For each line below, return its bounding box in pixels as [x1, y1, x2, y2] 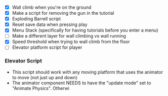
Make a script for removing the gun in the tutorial [12, 10, 114, 16]
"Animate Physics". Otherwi [12, 85, 69, 91]
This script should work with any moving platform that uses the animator [12, 69, 163, 75]
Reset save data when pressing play [12, 21, 88, 27]
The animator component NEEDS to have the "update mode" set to [12, 80, 151, 86]
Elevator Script [5, 57, 43, 65]
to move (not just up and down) [12, 74, 78, 80]
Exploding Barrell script [12, 16, 61, 22]
